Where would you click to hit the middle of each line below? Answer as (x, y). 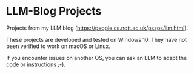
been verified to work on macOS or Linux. (58, 46)
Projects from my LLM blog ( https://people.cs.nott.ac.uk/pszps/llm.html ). (97, 28)
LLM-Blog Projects (54, 11)
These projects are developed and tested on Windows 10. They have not (96, 39)
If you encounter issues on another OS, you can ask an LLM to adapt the (97, 58)
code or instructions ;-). (36, 64)
